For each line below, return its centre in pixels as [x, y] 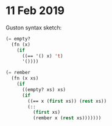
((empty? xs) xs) [44, 89]
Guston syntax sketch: [34, 28]
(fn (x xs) [25, 78]
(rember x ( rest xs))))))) [67, 118]
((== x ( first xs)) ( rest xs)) [67, 101]
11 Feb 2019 [35, 11]
